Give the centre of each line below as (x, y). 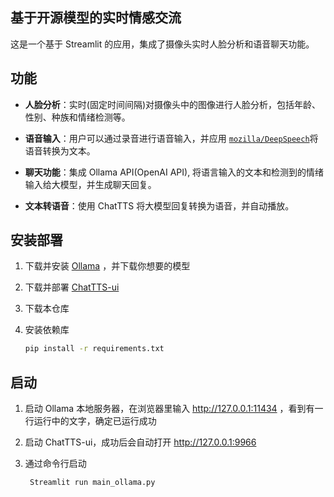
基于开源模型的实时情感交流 (96, 18)
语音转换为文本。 (60, 150)
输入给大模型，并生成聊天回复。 (90, 184)
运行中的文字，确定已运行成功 (95, 421)
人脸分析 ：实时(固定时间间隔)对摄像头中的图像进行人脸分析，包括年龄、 (173, 104)
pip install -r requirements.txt (94, 349)
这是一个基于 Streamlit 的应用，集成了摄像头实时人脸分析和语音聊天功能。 (162, 44)
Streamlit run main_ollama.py (92, 483)
